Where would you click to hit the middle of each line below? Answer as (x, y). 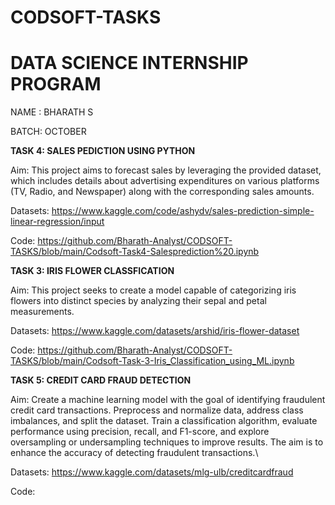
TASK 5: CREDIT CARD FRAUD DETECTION (101, 380)
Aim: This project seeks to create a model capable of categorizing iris (153, 290)
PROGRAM (56, 84)
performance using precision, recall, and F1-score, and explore (140, 432)
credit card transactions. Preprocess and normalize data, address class (157, 410)
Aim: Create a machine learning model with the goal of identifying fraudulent (168, 400)
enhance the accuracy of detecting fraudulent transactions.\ (134, 453)
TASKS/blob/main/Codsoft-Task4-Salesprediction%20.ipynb (135, 252)
